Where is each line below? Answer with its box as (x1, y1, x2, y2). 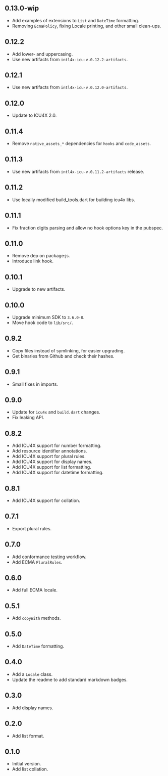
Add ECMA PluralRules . (12, 559, 63, 565)
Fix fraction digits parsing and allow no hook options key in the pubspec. (12, 224, 163, 231)
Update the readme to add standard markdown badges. (12, 676, 128, 682)
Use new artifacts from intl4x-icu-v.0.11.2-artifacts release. (12, 168, 144, 174)
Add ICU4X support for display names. (12, 459, 93, 465)
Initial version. (12, 761, 41, 767)
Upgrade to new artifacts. (12, 286, 66, 292)
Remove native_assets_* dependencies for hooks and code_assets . (12, 141, 151, 147)
